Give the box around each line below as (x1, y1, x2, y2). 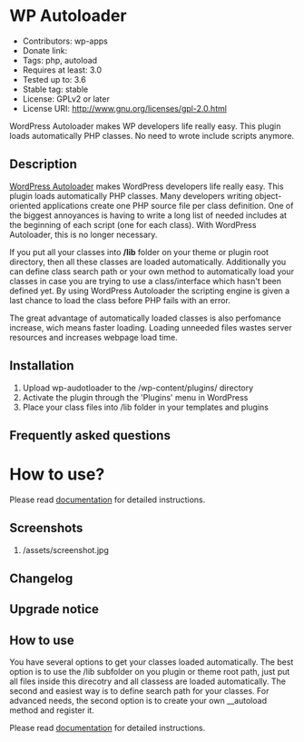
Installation (9, 358, 74, 373)
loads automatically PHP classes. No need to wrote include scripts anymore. (9, 130, 295, 141)
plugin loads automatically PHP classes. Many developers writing (9, 190, 253, 201)
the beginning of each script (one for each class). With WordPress (9, 219, 257, 230)
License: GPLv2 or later (22, 93, 111, 104)
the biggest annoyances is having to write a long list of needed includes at (9, 210, 288, 221)
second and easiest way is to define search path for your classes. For (9, 686, 270, 697)
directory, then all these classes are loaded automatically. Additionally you (9, 256, 287, 267)
